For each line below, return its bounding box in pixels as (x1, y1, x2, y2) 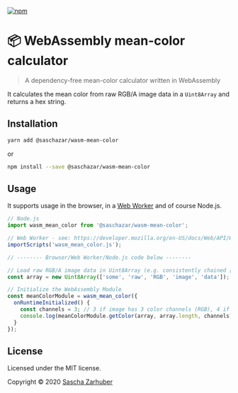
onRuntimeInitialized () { (13, 300, 91, 307)
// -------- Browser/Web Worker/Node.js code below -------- (7, 254, 192, 261)
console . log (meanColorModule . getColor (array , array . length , (20, 312, 201, 319)
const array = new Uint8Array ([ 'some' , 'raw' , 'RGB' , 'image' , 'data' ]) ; (7, 273, 230, 280)
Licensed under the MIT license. (7, 364, 101, 372)
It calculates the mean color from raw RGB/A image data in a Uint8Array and (7, 89, 230, 98)
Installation (7, 118, 58, 130)
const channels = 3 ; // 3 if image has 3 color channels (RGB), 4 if (20, 306, 230, 313)
